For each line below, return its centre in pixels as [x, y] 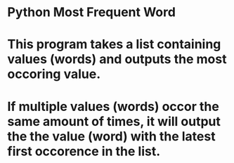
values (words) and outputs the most [117, 59]
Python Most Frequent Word [91, 12]
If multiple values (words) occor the [113, 106]
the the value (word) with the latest [111, 136]
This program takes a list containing [114, 45]
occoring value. [54, 74]
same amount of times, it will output [114, 121]
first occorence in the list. [84, 151]
